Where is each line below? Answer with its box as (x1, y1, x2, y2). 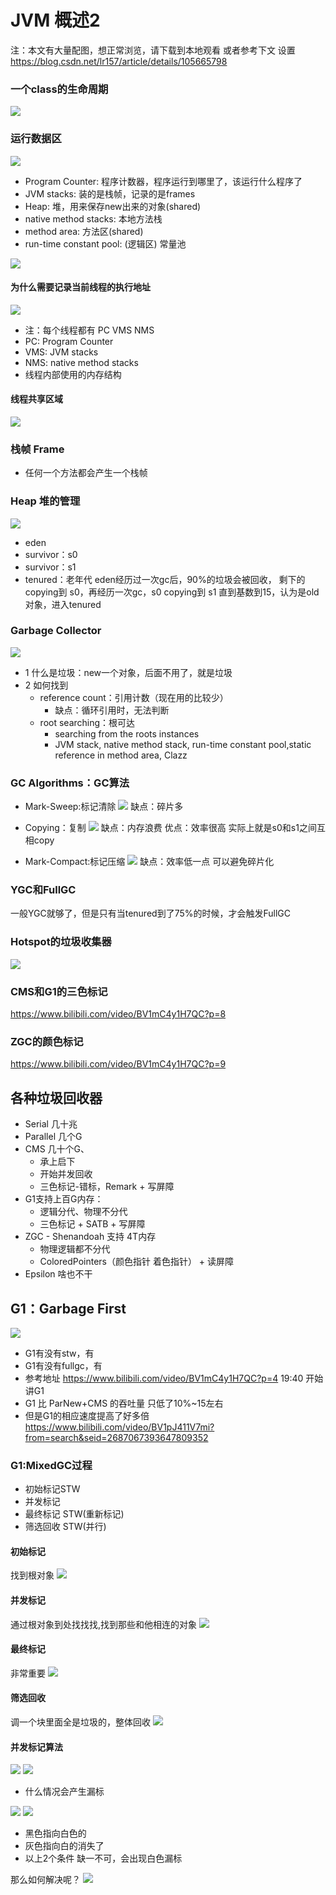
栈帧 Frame (10, 442, 65, 456)
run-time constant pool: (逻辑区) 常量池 (24, 237, 187, 250)
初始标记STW (24, 1483, 81, 1495)
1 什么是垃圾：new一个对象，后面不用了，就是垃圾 (24, 666, 233, 678)
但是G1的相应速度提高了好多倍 (24, 1409, 150, 1421)
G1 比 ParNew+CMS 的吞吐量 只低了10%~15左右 (24, 1397, 224, 1409)
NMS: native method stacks (24, 356, 139, 368)
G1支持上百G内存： (24, 1193, 104, 1205)
